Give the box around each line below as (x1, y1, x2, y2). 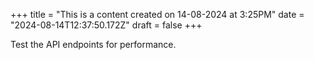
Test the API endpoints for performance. (10, 39, 177, 50)
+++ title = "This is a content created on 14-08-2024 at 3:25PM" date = (10, 9, 305, 20)
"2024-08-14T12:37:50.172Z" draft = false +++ (10, 19, 203, 31)
